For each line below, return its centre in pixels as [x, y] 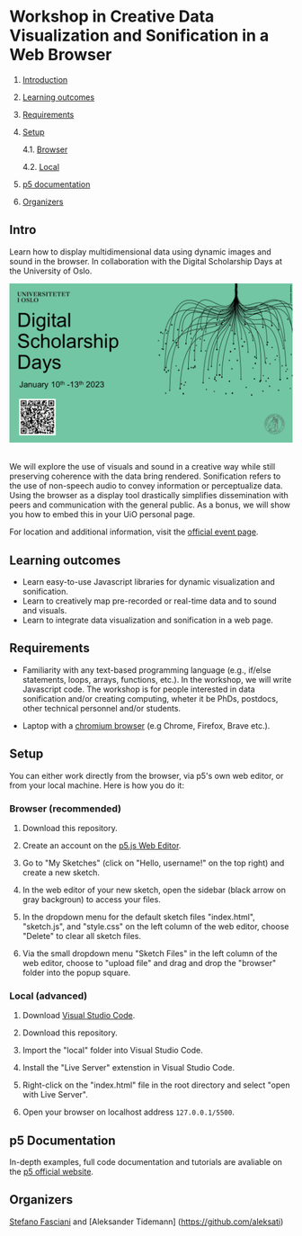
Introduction [45, 79]
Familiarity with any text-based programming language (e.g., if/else [147, 670]
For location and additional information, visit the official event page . [134, 532]
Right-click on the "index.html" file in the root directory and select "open [156, 1085]
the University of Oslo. [51, 271]
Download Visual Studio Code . [79, 1016]
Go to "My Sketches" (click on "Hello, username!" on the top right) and [153, 863]
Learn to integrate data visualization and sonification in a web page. [148, 620]
